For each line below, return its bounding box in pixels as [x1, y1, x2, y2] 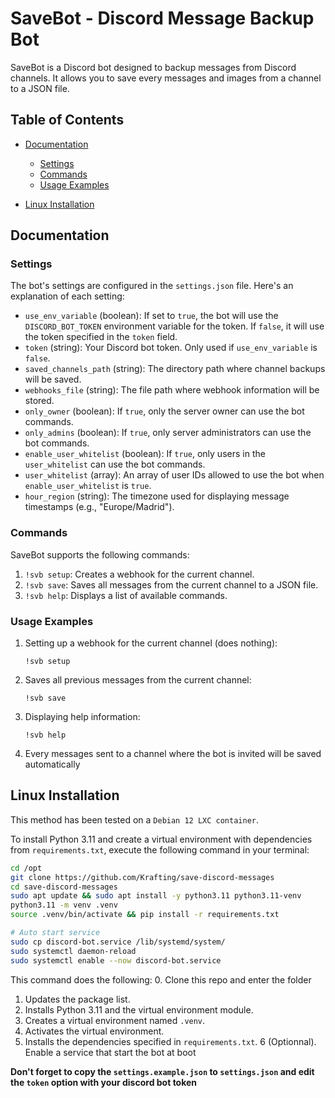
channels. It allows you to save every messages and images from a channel [10, 72, 322, 84]
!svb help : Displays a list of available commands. [24, 589, 228, 601]
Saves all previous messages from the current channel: [24, 674, 252, 686]
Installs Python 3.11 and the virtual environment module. [24, 1003, 254, 1016]
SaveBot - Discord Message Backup [10, 7, 315, 30]
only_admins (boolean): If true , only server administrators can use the [24, 427, 312, 439]
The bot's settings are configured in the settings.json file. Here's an [10, 280, 294, 292]
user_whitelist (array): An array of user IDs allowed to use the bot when [24, 469, 325, 481]
